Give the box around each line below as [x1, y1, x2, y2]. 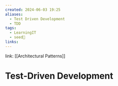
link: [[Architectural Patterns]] [5, 53, 66, 59]
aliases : [5, 12, 23, 17]
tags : [5, 26, 16, 31]
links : [5, 40, 19, 44]
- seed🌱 [9, 35, 26, 40]
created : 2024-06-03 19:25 [5, 7, 61, 12]
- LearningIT [9, 30, 37, 35]
